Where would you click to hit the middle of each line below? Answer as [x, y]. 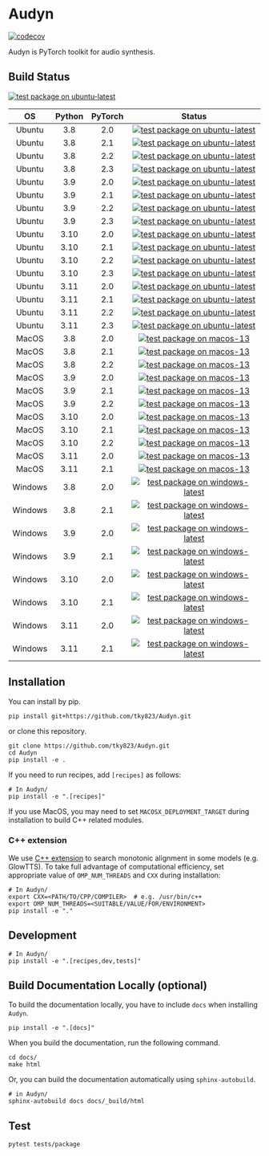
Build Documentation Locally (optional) [108, 985]
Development [43, 936]
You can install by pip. [45, 701]
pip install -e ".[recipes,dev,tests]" [75, 961]
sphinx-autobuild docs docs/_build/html [77, 1101]
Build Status [39, 77]
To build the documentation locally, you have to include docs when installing [133, 1005]
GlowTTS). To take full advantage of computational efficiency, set [116, 866]
